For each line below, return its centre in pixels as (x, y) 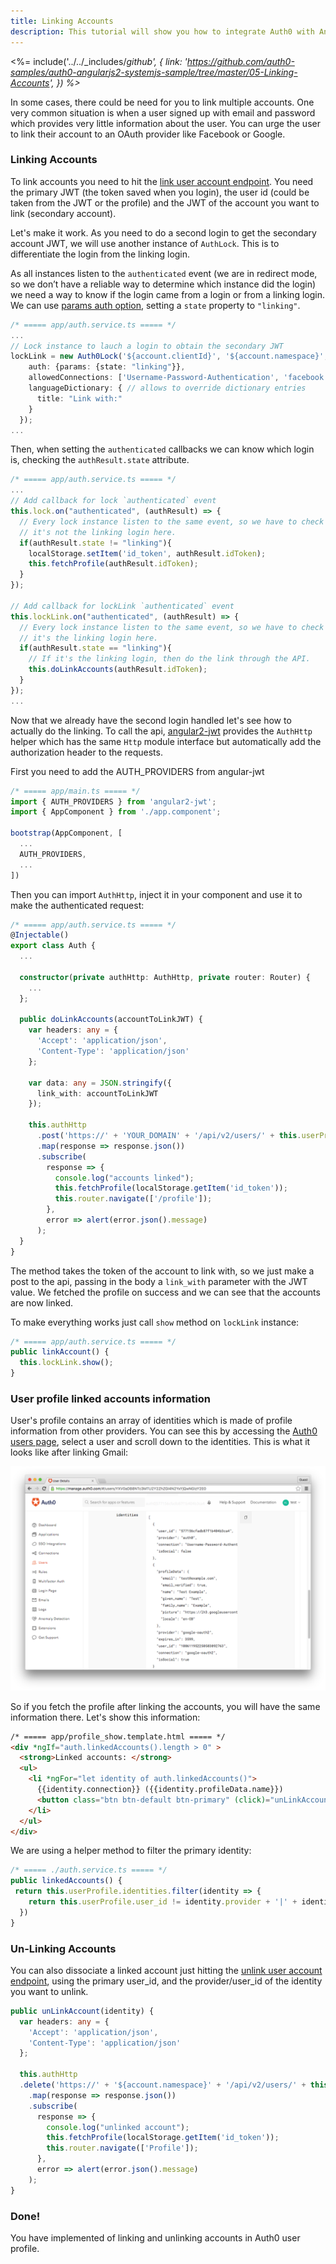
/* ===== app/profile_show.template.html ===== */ (118, 1736)
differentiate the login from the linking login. (100, 254)
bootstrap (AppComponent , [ (66, 833)
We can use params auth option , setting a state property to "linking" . (155, 305)
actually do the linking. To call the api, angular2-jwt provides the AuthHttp (161, 731)
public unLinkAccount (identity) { (82, 2011)
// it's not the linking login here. (98, 532)
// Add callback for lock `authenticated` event (113, 501)
